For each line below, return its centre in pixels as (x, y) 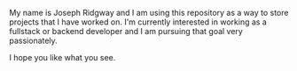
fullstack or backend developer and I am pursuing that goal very (126, 31)
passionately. (33, 40)
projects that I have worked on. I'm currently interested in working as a (138, 22)
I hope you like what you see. (63, 57)
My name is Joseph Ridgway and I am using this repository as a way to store (149, 13)
